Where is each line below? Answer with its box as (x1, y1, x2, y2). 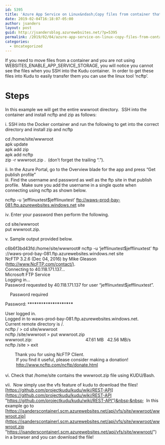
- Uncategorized (9, 44, 43, 49)
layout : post (5, 26, 32, 30)
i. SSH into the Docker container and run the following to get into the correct (5, 121, 159, 127)
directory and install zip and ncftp (5, 126, 73, 132)
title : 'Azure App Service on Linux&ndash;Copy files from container (5, 12, 151, 17)
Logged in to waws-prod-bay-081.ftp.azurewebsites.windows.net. (5, 316, 139, 322)
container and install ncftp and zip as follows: (5, 112, 97, 118)
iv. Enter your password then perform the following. (5, 211, 110, 217)
